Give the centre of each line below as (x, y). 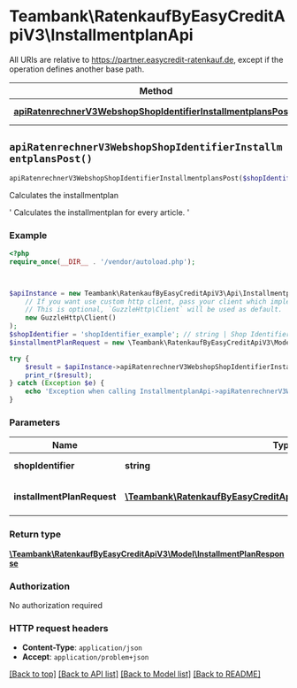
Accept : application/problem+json (85, 657)
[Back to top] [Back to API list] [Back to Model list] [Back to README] (135, 674)
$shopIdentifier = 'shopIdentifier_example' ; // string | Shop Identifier (150, 335)
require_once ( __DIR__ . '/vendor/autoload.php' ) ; (103, 262)
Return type (35, 535)
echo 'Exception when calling (81, 391)
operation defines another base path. (77, 69)
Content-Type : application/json (82, 647)
